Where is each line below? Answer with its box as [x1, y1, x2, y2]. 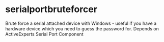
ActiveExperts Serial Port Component [5, 31, 84, 37]
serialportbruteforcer [5, 4, 98, 15]
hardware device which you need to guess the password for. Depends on [5, 25, 159, 31]
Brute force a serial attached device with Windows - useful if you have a [5, 20, 157, 26]
